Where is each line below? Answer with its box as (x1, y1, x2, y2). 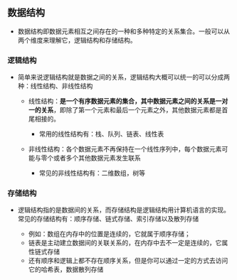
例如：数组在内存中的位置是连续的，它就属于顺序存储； (28, 230, 191, 238)
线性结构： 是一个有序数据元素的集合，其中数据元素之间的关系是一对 (28, 97, 228, 105)
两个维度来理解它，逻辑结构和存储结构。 (17, 36, 137, 44)
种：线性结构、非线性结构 (17, 82, 93, 90)
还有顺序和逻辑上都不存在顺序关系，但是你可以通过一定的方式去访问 (28, 257, 228, 265)
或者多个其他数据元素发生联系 (53, 154, 141, 162)
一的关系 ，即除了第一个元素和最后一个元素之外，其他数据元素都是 (28, 106, 222, 114)
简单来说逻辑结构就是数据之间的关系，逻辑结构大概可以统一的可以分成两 (17, 73, 230, 82)
